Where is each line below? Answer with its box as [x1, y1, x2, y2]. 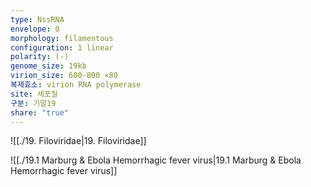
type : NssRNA [10, 14, 65, 25]
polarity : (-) [10, 52, 70, 62]
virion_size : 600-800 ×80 [10, 71, 118, 81]
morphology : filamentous [10, 33, 114, 43]
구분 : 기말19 [10, 98, 57, 108]
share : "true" [10, 107, 70, 118]
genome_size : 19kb [10, 61, 87, 71]
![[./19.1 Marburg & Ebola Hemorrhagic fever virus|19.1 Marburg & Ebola [10, 154, 302, 166]
